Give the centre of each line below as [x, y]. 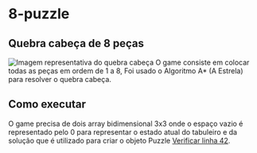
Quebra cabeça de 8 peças [76, 43]
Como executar [47, 104]
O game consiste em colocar [202, 62]
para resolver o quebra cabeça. [60, 79]
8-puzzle [39, 14]
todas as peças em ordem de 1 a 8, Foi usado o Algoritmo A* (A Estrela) [126, 71]
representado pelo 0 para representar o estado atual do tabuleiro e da [123, 131]
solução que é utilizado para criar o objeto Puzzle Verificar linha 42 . [119, 140]
